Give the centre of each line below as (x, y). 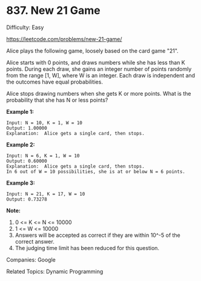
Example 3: (21, 183)
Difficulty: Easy (25, 27)
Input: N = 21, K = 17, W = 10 (46, 194)
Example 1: (20, 111)
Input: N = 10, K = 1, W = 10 (44, 123)
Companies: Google (31, 260)
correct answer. (35, 241)
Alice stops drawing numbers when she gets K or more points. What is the (99, 93)
